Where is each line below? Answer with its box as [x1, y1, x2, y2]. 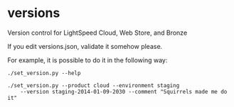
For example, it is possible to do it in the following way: [7, 55, 168, 64]
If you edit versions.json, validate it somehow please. [7, 42, 163, 50]
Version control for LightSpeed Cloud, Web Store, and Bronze [7, 28, 188, 37]
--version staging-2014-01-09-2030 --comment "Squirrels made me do [20, 88, 228, 95]
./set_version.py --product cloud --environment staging [7, 81, 180, 89]
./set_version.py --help [7, 69, 81, 77]
